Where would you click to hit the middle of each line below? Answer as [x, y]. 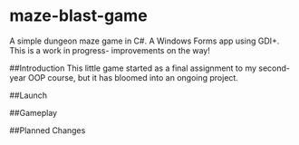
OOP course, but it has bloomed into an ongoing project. [133, 77]
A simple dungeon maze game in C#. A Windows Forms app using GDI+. [145, 41]
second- [274, 68]
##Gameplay [33, 112]
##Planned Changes [48, 130]
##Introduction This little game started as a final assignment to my [133, 68]
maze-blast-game [78, 16]
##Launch [29, 95]
